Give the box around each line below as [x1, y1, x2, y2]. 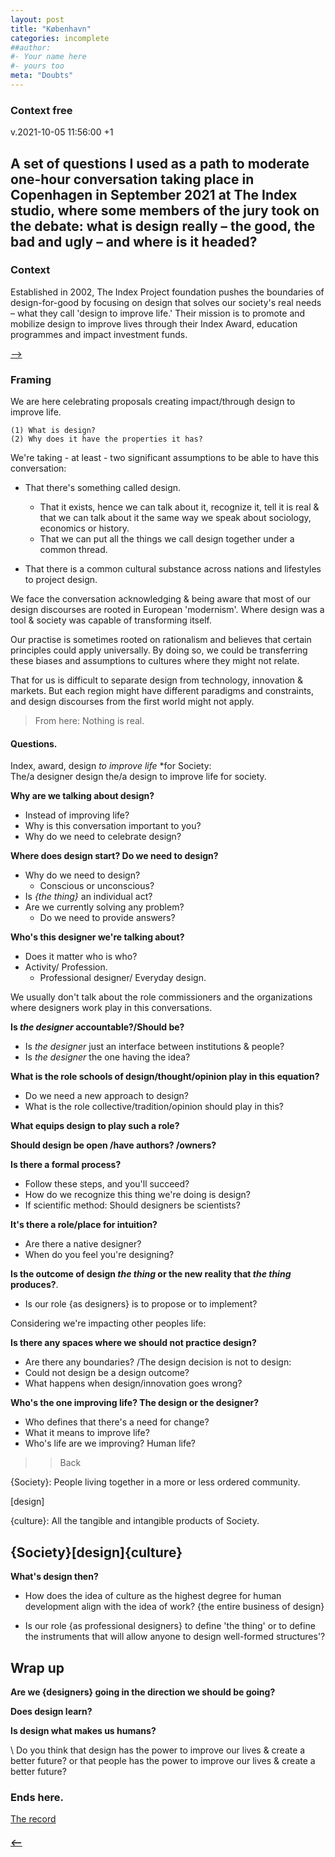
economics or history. [39, 522, 130, 535]
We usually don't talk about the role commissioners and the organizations [10, 991, 313, 1003]
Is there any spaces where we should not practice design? [10, 1337, 257, 1349]
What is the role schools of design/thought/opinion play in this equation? [10, 1071, 320, 1083]
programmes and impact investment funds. [10, 328, 188, 340]
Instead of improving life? [24, 809, 130, 821]
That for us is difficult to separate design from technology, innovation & [10, 674, 304, 686]
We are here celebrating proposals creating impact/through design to [10, 396, 296, 408]
